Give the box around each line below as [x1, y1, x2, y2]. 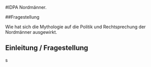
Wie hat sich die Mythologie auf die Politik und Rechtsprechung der [5, 24, 146, 30]
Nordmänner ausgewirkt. [5, 29, 57, 35]
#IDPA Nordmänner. [5, 5, 47, 10]
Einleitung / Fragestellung [5, 44, 89, 52]
